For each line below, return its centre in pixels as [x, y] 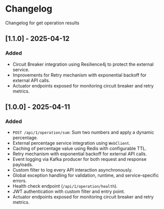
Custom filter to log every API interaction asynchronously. [72, 170]
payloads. [23, 164]
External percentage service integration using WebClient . [71, 143]
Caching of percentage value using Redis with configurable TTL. [79, 149]
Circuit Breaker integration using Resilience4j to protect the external [83, 64]
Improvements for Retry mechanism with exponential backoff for [79, 75]
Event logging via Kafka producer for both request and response [79, 159]
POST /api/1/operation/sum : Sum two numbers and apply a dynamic [83, 133]
